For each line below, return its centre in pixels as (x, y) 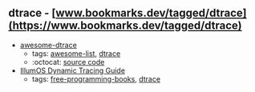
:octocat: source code (68, 62)
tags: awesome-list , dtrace (76, 53)
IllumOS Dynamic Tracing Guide (73, 70)
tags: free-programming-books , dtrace (96, 78)
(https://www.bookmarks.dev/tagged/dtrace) (125, 26)
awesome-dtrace (49, 45)
